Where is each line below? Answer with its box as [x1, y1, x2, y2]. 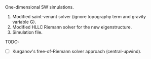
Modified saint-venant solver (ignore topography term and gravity [12, 14, 146, 19]
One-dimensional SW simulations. [5, 4, 74, 10]
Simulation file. [12, 29, 43, 35]
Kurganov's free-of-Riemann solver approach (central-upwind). [12, 49, 142, 54]
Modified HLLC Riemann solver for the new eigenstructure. [12, 24, 132, 30]
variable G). [12, 19, 36, 25]
